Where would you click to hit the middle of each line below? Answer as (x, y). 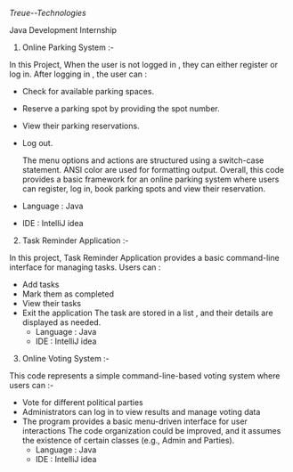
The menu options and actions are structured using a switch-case (143, 160)
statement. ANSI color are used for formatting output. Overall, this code (153, 170)
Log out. (37, 143)
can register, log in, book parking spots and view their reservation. (143, 189)
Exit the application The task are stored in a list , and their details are (147, 313)
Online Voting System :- (65, 358)
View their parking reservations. (81, 126)
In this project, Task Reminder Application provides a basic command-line (144, 258)
